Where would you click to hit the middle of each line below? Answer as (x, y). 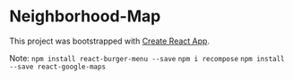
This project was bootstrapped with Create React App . (110, 41)
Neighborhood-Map (85, 16)
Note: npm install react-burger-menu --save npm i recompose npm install (147, 58)
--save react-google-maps (57, 67)
